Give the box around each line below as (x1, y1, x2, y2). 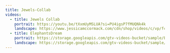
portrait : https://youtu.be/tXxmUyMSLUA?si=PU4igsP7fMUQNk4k (14, 21, 146, 27)
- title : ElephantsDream (10, 31, 62, 36)
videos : (5, 12, 22, 17)
